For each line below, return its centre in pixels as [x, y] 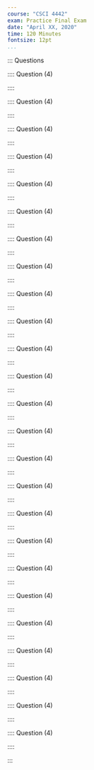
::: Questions [26, 60]
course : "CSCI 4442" [38, 14]
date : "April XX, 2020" [42, 27]
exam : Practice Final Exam [47, 21]
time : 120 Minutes [34, 34]
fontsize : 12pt [30, 40]
